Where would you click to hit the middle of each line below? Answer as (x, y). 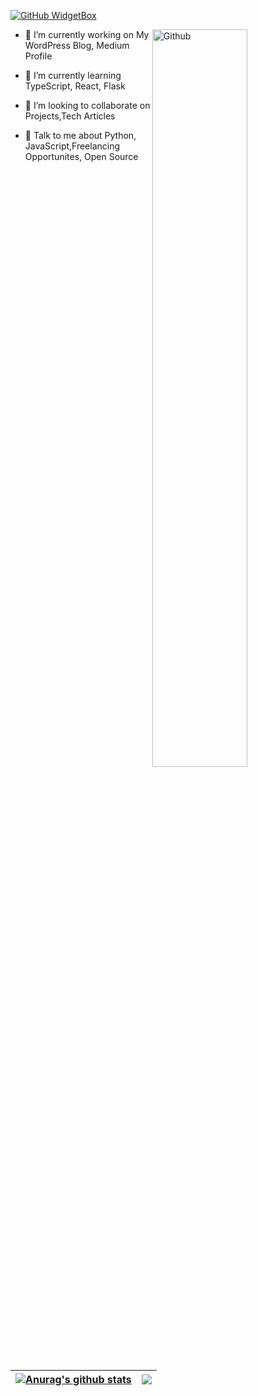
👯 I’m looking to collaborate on (87, 105)
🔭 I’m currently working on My (87, 34)
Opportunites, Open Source (81, 156)
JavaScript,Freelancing (72, 146)
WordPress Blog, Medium (77, 45)
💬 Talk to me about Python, (80, 135)
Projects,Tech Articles (70, 116)
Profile (38, 56)
